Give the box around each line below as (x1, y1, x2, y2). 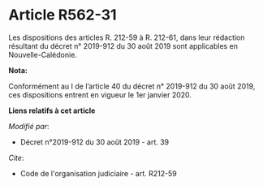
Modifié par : (8, 121, 50, 131)
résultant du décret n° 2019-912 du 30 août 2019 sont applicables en (8, 41, 238, 50)
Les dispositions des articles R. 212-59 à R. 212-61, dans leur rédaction (8, 32, 245, 42)
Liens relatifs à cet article (8, 106, 96, 115)
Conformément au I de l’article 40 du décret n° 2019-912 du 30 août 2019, (8, 81, 256, 91)
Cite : (8, 153, 24, 162)
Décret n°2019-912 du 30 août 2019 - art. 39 (19, 136, 170, 147)
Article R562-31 (8, 6, 117, 24)
